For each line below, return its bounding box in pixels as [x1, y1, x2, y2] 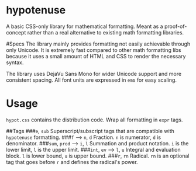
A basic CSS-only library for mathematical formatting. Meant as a [6, 23, 163, 30]
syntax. [6, 59, 24, 66]
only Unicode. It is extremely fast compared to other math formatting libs [6, 46, 181, 53]
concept [6, 29, 26, 36]
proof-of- [164, 23, 187, 30]
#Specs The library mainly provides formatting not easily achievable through [6, 40, 191, 47]
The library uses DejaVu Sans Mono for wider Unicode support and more [6, 70, 182, 77]
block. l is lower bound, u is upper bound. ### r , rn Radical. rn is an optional [6, 152, 190, 159]
